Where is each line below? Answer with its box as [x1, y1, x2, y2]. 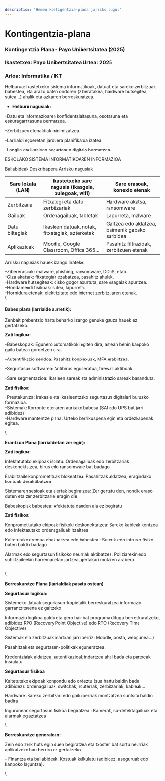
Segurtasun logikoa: [5, 591, 48, 597]
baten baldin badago [5, 542, 47, 548]
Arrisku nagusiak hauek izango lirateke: [5, 259, 85, 265]
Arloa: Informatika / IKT [5, 72, 62, 79]
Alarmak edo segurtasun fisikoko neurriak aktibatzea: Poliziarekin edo [5, 551, 146, 557]
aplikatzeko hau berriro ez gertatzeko [5, 747, 81, 752]
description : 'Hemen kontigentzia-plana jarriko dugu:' [5, 7, 122, 12]
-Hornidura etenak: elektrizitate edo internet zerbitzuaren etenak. [5, 290, 137, 296]
